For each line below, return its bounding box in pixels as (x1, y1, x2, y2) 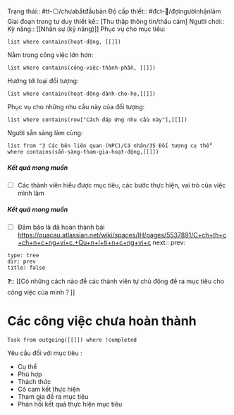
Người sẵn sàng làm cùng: (7, 129, 83, 137)
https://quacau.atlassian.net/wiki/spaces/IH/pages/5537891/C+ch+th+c (17, 231, 227, 240)
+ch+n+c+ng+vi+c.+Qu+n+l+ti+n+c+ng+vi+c (17, 238, 152, 247)
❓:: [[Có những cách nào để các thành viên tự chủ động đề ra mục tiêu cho (7, 277, 224, 285)
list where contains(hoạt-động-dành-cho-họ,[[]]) (7, 90, 156, 97)
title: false (7, 264, 46, 271)
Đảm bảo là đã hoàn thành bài (17, 223, 105, 231)
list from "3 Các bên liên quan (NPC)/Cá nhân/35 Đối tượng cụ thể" (7, 142, 213, 149)
